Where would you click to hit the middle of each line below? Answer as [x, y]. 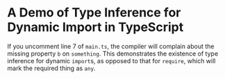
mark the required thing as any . [51, 68]
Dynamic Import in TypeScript [95, 27]
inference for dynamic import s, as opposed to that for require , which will [111, 60]
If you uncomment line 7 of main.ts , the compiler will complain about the [111, 46]
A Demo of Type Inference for [94, 13]
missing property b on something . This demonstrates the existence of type [113, 54]
